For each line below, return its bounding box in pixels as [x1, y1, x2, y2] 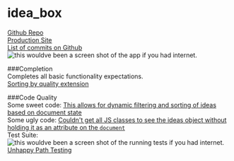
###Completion [7, 64, 53, 73]
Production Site [7, 35, 52, 44]
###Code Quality [7, 93, 58, 102]
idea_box [7, 5, 62, 21]
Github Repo [7, 28, 44, 37]
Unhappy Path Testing [7, 145, 72, 154]
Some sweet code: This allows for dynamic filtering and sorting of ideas [7, 100, 217, 109]
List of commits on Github [7, 43, 83, 52]
